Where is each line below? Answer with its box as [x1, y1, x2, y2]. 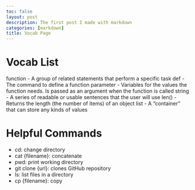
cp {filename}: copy [14, 177, 63, 184]
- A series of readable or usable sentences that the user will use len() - [6, 94, 177, 101]
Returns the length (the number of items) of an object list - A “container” [6, 100, 180, 107]
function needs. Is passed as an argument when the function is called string [6, 87, 189, 94]
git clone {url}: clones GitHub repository [14, 165, 111, 172]
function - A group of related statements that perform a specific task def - [6, 75, 185, 82]
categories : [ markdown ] [6, 25, 64, 31]
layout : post [6, 14, 38, 20]
